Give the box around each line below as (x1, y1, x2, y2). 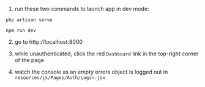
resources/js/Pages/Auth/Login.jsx (14, 75, 106, 81)
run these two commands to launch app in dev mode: (14, 5, 149, 12)
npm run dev (6, 27, 36, 33)
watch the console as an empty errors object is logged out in (14, 68, 168, 75)
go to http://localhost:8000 (14, 38, 83, 45)
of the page (14, 57, 44, 63)
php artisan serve (6, 17, 53, 23)
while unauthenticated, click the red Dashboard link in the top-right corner (14, 50, 199, 57)
